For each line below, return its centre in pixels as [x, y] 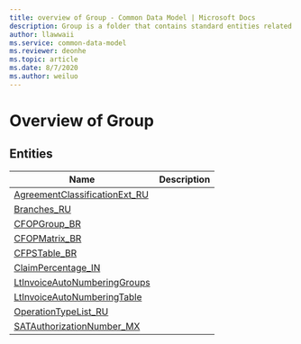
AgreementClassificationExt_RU [81, 195]
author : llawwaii [42, 34]
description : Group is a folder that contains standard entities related [151, 26]
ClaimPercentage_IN [57, 267]
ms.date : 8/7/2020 [44, 68]
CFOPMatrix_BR [48, 238]
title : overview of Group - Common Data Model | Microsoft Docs [132, 18]
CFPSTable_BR [46, 253]
